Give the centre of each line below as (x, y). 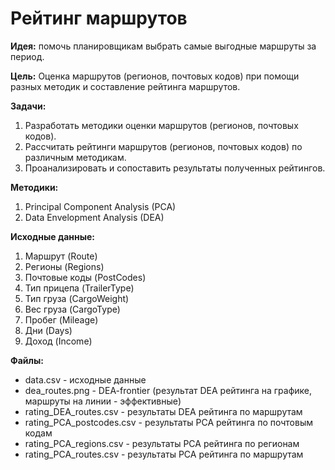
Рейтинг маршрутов (99, 18)
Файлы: (27, 360)
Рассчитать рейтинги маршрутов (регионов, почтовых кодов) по (163, 146)
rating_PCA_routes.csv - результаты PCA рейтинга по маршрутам (164, 454)
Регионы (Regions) (64, 266)
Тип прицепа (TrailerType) (79, 288)
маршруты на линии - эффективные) (103, 401)
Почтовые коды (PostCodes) (85, 277)
